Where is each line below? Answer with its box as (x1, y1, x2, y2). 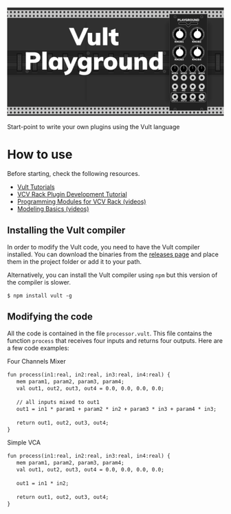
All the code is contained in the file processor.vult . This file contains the (7, 329, 212, 337)
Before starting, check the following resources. (7, 169, 140, 177)
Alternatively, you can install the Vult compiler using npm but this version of (7, 271, 218, 279)
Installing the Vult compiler (7, 225, 126, 236)
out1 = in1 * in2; (16, 480, 69, 487)
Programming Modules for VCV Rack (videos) (16, 197, 146, 205)
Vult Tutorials (16, 183, 55, 191)
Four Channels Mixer (7, 357, 67, 365)
